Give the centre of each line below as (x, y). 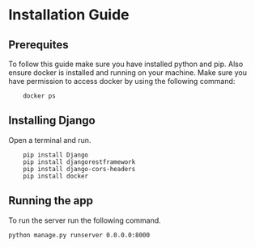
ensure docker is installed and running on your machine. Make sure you (127, 73)
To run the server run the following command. (85, 220)
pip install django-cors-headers (79, 169)
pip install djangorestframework (79, 162)
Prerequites (38, 45)
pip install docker (56, 176)
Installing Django (52, 121)
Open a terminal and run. (50, 140)
